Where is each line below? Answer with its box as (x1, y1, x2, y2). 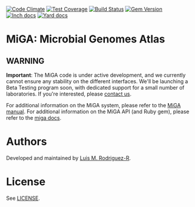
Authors (6, 135, 47, 149)
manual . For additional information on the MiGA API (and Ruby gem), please (6, 108, 190, 115)
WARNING (6, 56, 45, 66)
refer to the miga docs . (6, 114, 62, 121)
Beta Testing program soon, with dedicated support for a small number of (6, 84, 184, 91)
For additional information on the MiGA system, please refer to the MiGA (6, 102, 181, 109)
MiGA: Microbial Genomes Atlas (6, 32, 166, 46)
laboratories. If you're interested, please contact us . (6, 90, 132, 97)
